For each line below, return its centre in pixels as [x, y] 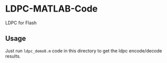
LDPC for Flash [21, 23]
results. [13, 56]
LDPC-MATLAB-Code [51, 9]
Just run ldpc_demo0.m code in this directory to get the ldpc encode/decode [84, 50]
